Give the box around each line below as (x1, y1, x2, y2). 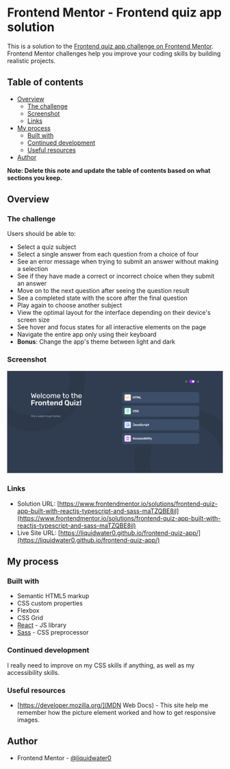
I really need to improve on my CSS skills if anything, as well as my (7, 661, 195, 670)
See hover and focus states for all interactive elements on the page (16, 323, 207, 331)
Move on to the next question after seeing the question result (16, 287, 190, 295)
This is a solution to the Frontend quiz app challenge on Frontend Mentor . (7, 42, 214, 50)
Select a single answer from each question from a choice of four (16, 250, 199, 259)
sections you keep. (7, 174, 63, 182)
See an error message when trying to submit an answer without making (16, 257, 219, 265)
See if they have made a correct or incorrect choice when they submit (16, 272, 215, 281)
